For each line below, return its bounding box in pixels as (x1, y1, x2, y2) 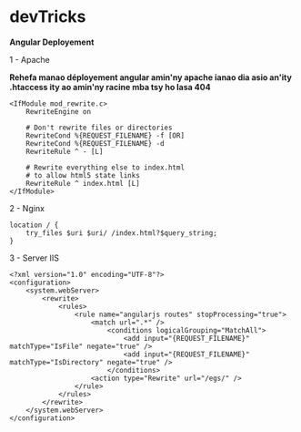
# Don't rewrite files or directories (25, 123, 173, 132)
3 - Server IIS (9, 252, 60, 263)
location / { (9, 221, 59, 230)
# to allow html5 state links (25, 170, 141, 180)
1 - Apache (9, 54, 50, 65)
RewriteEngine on (25, 107, 92, 116)
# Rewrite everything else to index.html (25, 162, 185, 172)
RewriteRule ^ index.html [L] (25, 179, 141, 188)
